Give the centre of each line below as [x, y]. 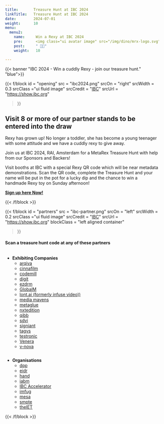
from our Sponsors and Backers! [38, 158]
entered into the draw [39, 126]
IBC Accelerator [35, 386]
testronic [28, 336]
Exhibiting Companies [35, 258]
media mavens [34, 300]
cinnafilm [29, 268]
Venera [27, 341]
